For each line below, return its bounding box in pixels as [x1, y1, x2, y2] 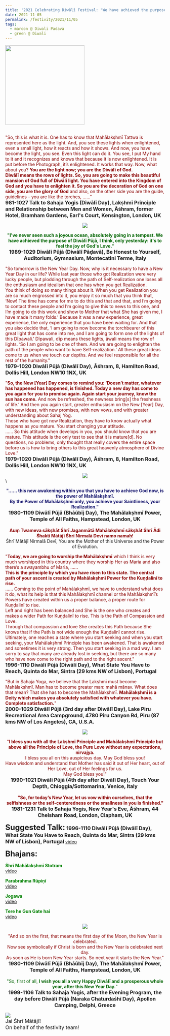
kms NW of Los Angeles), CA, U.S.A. [5, 718, 95, 725]
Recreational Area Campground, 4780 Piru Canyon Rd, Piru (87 [5, 712, 159, 719]
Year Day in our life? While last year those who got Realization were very [5, 271, 156, 277]
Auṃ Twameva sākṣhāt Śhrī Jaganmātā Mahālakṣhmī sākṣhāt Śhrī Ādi [9, 527, 161, 533]
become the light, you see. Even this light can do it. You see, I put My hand [5, 150, 161, 157]
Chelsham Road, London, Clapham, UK [37, 812, 133, 818]
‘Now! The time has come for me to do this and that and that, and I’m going [5, 298, 161, 304]
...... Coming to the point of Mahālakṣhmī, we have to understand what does [5, 586, 163, 592]
